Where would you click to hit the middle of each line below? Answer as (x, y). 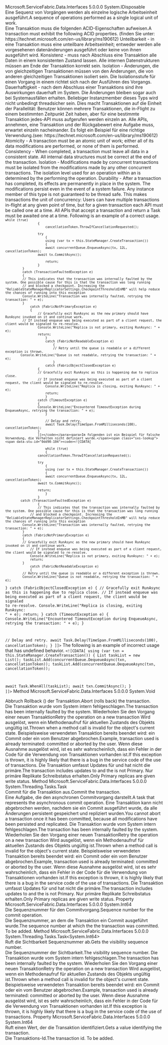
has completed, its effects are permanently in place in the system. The (78, 183)
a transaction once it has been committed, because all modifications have (81, 819)
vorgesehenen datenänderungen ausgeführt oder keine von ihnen (73, 50)
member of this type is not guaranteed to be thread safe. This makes (76, 194)
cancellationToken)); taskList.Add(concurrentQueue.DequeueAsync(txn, (80, 664)
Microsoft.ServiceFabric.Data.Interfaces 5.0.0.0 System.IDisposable (75, 7)
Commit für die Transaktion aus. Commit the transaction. (63, 792)
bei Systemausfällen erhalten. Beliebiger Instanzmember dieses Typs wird (82, 98)
